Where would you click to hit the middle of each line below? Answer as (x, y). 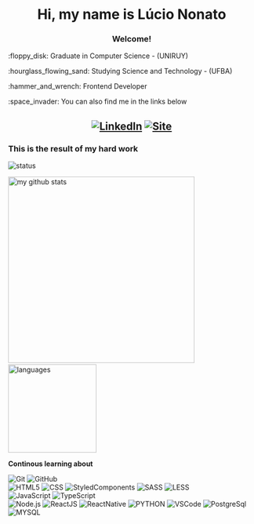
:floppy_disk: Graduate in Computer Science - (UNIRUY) (98, 56)
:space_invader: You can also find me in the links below (98, 102)
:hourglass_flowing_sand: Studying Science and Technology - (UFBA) (120, 71)
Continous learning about (51, 464)
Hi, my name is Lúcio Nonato (132, 15)
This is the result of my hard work (73, 148)
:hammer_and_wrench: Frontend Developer (78, 86)
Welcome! (132, 39)
